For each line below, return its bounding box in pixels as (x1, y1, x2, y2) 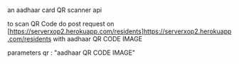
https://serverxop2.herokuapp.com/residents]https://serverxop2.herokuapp (9, 27, 232, 36)
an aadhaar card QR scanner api (7, 6, 102, 14)
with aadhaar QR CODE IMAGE (53, 35, 143, 43)
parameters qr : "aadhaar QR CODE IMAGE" (7, 48, 136, 57)
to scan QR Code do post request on (7, 20, 115, 28)
